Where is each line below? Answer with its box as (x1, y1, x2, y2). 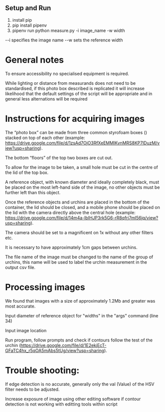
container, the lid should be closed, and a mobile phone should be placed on (5, 204, 160, 210)
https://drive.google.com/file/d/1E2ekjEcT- (20, 342, 107, 348)
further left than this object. (5, 189, 61, 195)
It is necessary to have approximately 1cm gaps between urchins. (5, 244, 138, 250)
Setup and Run (5, 4, 51, 12)
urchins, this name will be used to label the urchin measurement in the (5, 259, 147, 265)
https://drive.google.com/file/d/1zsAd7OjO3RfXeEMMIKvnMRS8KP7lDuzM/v (5, 140, 160, 146)
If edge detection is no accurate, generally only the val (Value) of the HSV (5, 381, 155, 387)
